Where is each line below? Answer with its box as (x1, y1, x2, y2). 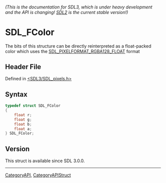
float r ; (14, 112, 32, 118)
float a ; (14, 126, 32, 131)
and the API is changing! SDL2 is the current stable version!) (5, 9, 128, 15)
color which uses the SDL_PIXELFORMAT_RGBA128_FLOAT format (5, 48, 140, 54)
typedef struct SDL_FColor (5, 103, 61, 109)
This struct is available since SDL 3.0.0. (5, 158, 85, 164)
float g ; (14, 117, 32, 122)
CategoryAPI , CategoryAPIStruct (5, 172, 71, 178)
